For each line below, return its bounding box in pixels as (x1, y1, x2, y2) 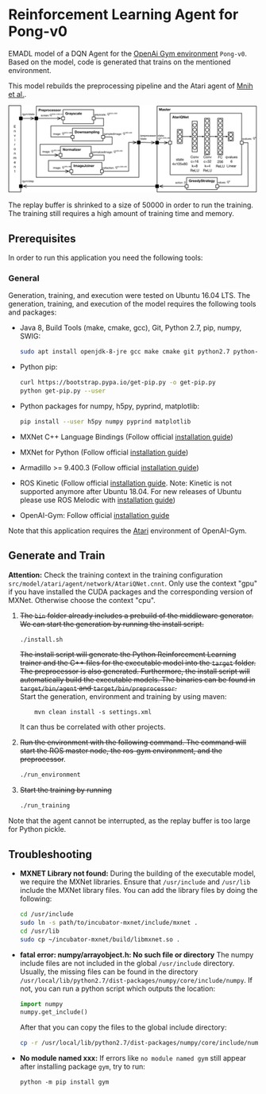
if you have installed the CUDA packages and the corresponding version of (8, 586, 253, 597)
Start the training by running (19, 785, 113, 795)
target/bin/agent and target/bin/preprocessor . (19, 683, 177, 693)
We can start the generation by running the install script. (19, 619, 204, 628)
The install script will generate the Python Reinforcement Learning (19, 650, 237, 659)
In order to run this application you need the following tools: (8, 253, 203, 262)
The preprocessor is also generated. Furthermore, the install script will (19, 667, 250, 676)
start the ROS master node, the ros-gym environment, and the (19, 746, 222, 756)
